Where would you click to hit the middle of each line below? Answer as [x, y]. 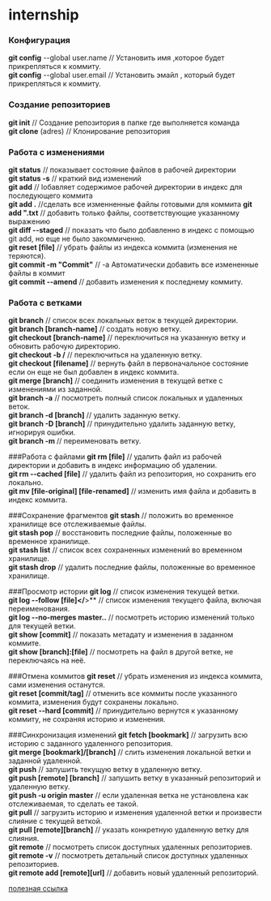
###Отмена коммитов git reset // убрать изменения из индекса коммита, [135, 676]
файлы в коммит [37, 273]
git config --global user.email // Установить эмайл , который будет [122, 75]
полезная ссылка [38, 889]
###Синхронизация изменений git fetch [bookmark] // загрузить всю [128, 735]
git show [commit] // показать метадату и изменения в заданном [121, 635]
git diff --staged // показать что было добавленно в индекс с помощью [131, 230]
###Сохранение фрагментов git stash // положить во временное [121, 516]
